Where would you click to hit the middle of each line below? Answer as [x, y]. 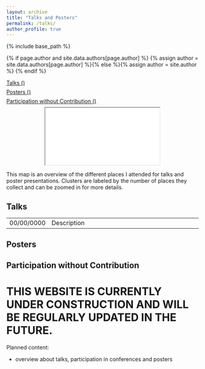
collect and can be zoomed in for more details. [65, 187]
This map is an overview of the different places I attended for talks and [95, 174]
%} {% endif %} [27, 71]
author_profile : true [34, 29]
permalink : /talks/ [31, 23]
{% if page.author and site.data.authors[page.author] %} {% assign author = [103, 58]
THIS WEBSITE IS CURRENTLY [84, 292]
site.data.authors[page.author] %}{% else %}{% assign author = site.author [102, 65]
